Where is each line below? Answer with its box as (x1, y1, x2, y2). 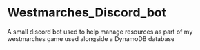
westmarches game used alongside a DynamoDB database (7, 34, 175, 42)
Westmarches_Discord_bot (7, 5, 167, 21)
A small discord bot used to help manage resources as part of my (7, 27, 193, 36)
